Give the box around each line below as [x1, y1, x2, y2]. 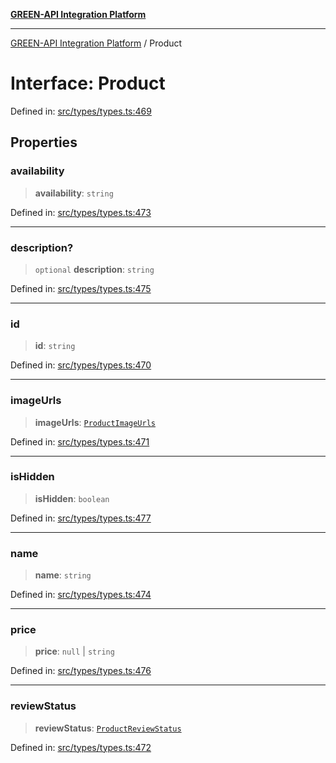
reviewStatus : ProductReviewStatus [34, 722, 182, 734]
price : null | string [34, 645, 115, 658]
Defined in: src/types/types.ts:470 [10, 359, 152, 371]
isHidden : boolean [34, 492, 110, 504]
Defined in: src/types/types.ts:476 [10, 665, 152, 677]
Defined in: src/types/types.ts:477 [10, 512, 152, 524]
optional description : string [34, 263, 155, 275]
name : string [34, 569, 92, 581]
